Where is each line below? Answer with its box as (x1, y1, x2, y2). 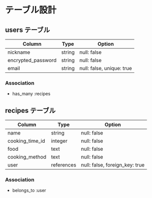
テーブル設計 (5, 4, 57, 16)
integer (51, 137, 68, 144)
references (51, 162, 76, 168)
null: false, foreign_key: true (81, 162, 145, 168)
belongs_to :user (12, 188, 46, 194)
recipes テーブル (5, 106, 56, 115)
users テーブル (5, 26, 50, 34)
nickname (7, 49, 30, 56)
